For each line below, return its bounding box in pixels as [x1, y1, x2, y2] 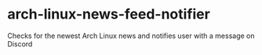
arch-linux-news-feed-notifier [7, 5, 211, 23]
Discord [7, 39, 33, 48]
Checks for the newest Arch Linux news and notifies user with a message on [7, 31, 256, 40]
